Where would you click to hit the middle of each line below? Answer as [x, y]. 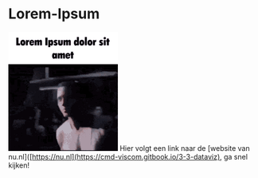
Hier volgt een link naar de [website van [184, 148]
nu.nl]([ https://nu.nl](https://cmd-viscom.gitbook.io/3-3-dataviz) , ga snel [128, 156]
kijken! [19, 165]
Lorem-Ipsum [54, 14]
